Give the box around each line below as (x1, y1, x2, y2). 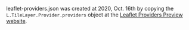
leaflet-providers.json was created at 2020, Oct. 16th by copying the (6, 5, 174, 12)
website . (6, 18, 27, 24)
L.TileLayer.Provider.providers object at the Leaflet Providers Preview (6, 11, 183, 18)
